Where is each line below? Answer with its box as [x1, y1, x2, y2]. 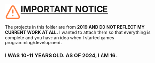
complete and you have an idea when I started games [5, 34, 115, 40]
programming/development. [5, 40, 62, 45]
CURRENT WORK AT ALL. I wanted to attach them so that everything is [5, 29, 151, 35]
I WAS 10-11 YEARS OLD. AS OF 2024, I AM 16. [5, 52, 117, 59]
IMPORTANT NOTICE [20, 4, 108, 15]
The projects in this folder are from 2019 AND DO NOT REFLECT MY [5, 24, 145, 30]
